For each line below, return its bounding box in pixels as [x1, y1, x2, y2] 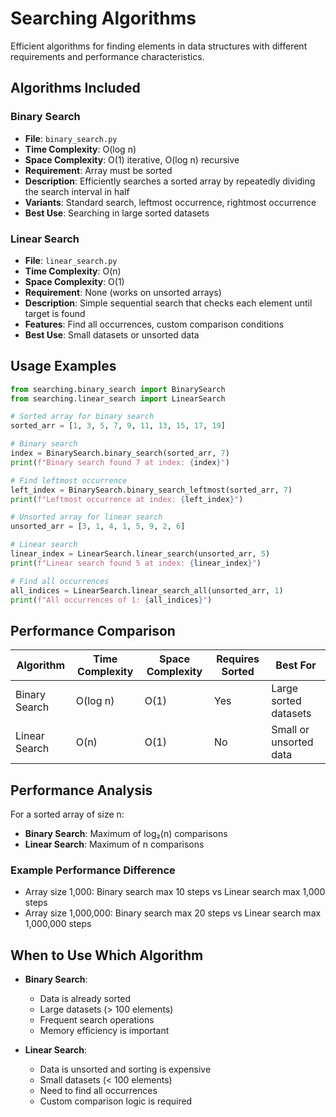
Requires [216, 652, 260, 666]
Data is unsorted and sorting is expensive [39, 1063, 212, 1076]
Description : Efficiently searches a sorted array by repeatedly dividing [24, 175, 316, 187]
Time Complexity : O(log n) [24, 143, 137, 155]
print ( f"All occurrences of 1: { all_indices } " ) [10, 595, 213, 605]
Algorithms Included [10, 80, 141, 97]
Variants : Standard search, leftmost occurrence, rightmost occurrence [24, 196, 317, 208]
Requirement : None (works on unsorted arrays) [24, 286, 222, 298]
